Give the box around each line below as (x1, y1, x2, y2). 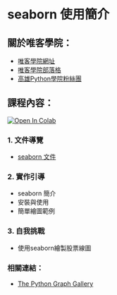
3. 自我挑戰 (7, 227, 45, 236)
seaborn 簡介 (17, 189, 56, 198)
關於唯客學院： (7, 37, 73, 49)
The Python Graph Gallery (17, 279, 94, 288)
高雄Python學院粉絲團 (17, 75, 82, 83)
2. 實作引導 (7, 172, 45, 182)
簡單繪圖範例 (17, 207, 55, 215)
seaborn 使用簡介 (7, 6, 110, 23)
